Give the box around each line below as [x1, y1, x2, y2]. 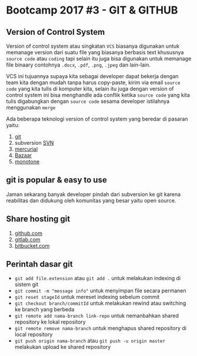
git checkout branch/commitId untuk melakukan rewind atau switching [14, 300, 186, 307]
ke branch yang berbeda [14, 306, 75, 313]
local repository [14, 331, 53, 338]
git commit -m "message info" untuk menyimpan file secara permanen [14, 287, 186, 294]
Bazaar [14, 152, 32, 159]
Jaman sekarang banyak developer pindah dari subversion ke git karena [6, 191, 181, 198]
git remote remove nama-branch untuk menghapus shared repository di [14, 325, 187, 332]
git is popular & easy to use [6, 175, 107, 185]
